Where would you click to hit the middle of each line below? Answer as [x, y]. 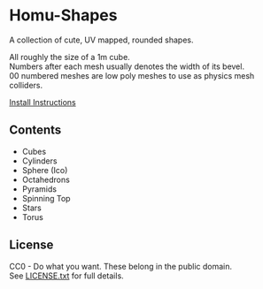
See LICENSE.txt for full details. [66, 276]
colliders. [26, 85]
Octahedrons [46, 179]
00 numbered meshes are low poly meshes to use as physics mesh [132, 75]
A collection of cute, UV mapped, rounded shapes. [101, 40]
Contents [35, 130]
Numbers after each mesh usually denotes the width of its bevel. [127, 66]
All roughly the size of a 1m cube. [70, 57]
